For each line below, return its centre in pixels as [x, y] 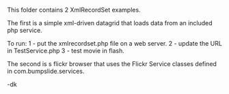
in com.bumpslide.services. [46, 71]
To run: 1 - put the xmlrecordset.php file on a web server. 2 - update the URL [114, 43]
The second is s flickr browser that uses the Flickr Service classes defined [112, 64]
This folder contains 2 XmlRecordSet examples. [74, 10]
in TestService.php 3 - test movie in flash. [66, 51]
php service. [25, 30]
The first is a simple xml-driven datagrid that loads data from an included [110, 23]
